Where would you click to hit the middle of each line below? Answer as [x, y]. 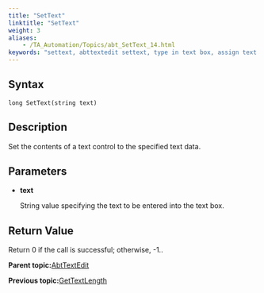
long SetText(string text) [53, 103]
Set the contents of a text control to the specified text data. [105, 146]
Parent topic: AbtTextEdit [49, 265]
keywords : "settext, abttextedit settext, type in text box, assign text [133, 52]
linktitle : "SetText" [44, 23]
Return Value [41, 231]
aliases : [23, 38]
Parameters [38, 172]
